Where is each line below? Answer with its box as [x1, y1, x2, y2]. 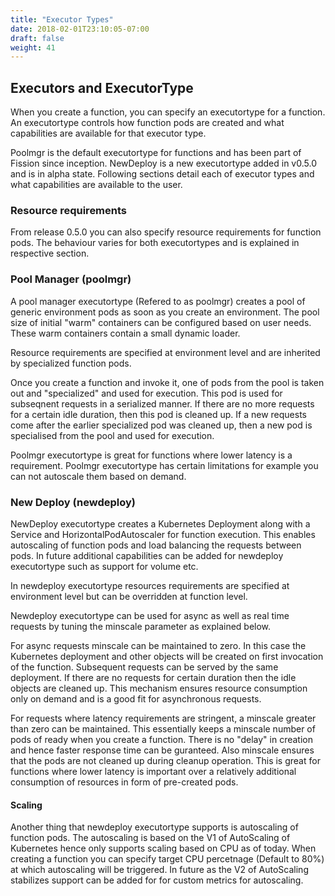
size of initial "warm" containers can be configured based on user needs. [10, 316, 312, 328]
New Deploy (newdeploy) [10, 495, 136, 509]
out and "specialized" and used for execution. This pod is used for [10, 387, 283, 399]
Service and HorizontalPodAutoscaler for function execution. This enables [10, 528, 316, 540]
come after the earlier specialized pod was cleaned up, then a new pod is [10, 419, 313, 431]
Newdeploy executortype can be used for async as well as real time [10, 609, 290, 621]
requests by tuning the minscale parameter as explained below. [10, 620, 272, 632]
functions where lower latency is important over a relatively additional [10, 765, 297, 777]
